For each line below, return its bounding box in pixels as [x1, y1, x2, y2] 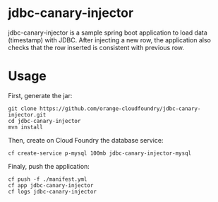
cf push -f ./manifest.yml [8, 175, 87, 183]
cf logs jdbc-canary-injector [8, 188, 97, 195]
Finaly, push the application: [8, 162, 90, 170]
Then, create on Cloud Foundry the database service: [8, 136, 164, 144]
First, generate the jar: [8, 91, 73, 100]
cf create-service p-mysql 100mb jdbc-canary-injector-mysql [8, 150, 192, 157]
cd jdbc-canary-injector [8, 117, 81, 124]
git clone [8, 105, 37, 112]
